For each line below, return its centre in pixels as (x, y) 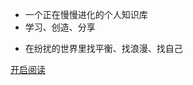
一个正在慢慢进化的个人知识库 (86, 14)
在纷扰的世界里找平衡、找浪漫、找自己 (103, 48)
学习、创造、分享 (60, 27)
